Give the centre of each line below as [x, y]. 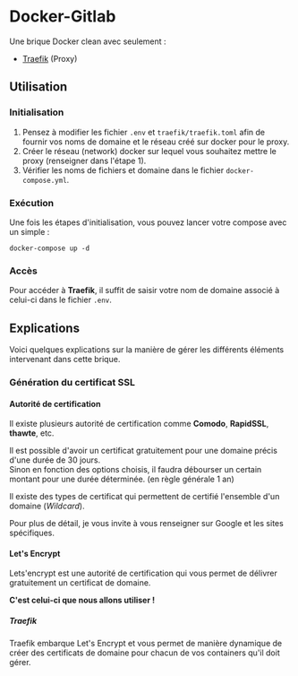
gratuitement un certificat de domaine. [80, 583]
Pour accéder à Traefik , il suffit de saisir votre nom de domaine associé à [145, 290]
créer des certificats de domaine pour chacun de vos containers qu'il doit [145, 653]
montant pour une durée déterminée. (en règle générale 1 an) [122, 479]
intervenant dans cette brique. [65, 360]
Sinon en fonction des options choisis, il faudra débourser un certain [136, 470]
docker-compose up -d [50, 248]
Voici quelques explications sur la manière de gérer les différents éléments [147, 350]
